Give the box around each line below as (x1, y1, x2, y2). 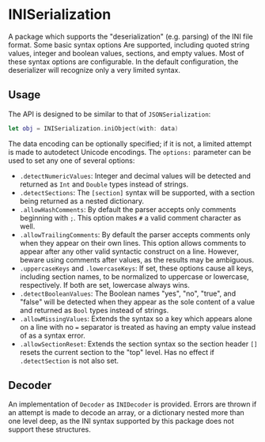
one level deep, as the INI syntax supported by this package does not (8, 417, 235, 426)
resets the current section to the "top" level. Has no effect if (19, 347, 215, 357)
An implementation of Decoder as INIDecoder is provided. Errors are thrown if (8, 399, 257, 409)
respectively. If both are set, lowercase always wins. (19, 280, 190, 289)
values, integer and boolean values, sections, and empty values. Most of (8, 48, 244, 58)
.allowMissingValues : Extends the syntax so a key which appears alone (19, 314, 253, 323)
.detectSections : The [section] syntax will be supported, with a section (19, 187, 256, 197)
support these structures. (8, 425, 91, 434)
